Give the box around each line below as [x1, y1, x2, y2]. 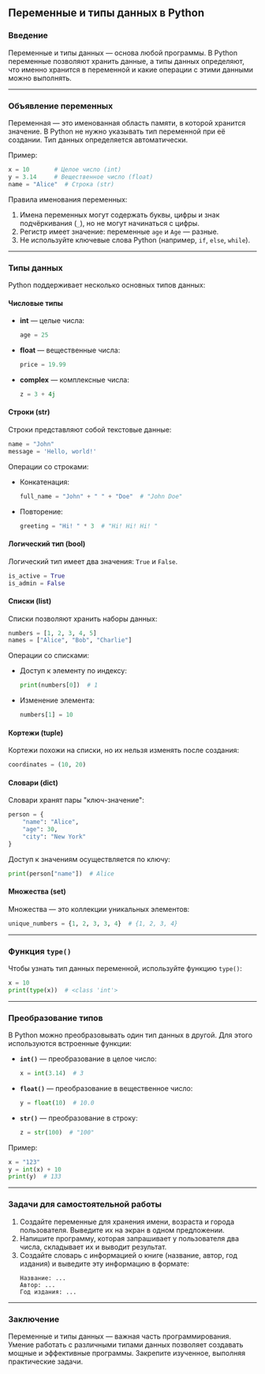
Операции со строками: [8, 461, 89, 471]
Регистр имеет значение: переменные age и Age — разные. [19, 227, 219, 236]
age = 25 [19, 331, 49, 339]
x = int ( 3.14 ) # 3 [19, 1070, 84, 1078]
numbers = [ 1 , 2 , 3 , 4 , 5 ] [8, 629, 97, 637]
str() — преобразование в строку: [19, 1113, 138, 1123]
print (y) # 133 [8, 1173, 62, 1180]
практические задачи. [8, 1357, 84, 1366]
